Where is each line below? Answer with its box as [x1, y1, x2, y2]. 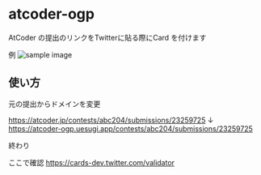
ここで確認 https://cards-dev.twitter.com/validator [8, 157, 175, 167]
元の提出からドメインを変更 [8, 99, 101, 109]
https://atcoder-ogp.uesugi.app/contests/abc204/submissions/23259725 [8, 123, 253, 134]
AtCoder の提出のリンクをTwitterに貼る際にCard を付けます [8, 32, 207, 42]
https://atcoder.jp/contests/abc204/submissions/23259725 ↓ [8, 115, 214, 125]
